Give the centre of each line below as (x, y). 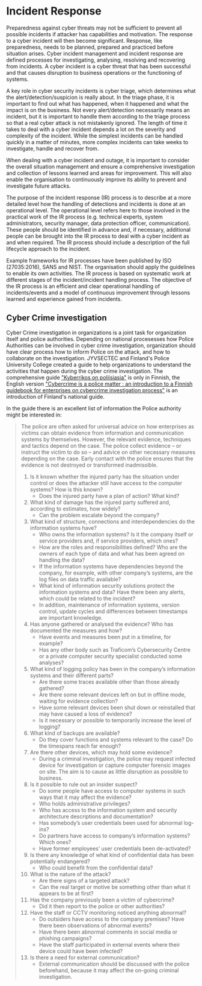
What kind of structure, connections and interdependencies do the (112, 521)
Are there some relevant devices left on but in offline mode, (112, 695)
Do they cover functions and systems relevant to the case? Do (116, 739)
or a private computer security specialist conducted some (110, 656)
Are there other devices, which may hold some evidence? (101, 752)
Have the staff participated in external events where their (109, 944)
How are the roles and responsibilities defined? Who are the (113, 547)
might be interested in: (34, 415)
